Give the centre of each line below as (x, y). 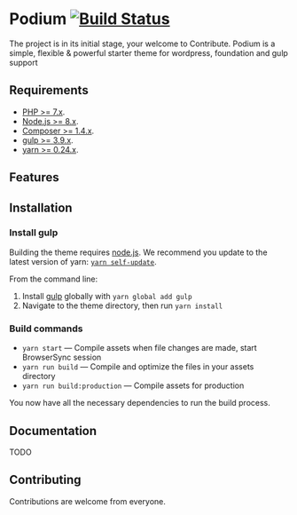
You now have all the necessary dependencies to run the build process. (140, 403)
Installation (41, 207)
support (23, 62)
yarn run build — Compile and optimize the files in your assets (138, 367)
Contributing (45, 480)
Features (34, 178)
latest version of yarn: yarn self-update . (83, 261)
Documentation (53, 431)
